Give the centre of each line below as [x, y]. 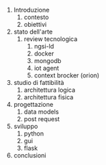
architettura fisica [49, 97]
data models [41, 112]
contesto [36, 17]
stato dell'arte [33, 31]
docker [44, 53]
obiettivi [35, 24]
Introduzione [31, 10]
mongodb [48, 61]
